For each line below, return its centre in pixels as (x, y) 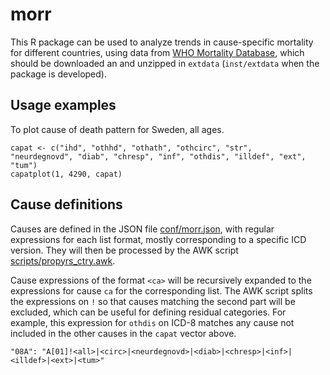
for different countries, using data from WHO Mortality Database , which (157, 52)
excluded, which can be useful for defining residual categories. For (148, 312)
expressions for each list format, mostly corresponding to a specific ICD (158, 239)
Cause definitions (66, 204)
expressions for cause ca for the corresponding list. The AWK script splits (161, 290)
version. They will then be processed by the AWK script (124, 250)
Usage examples (63, 105)
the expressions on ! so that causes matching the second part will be (153, 301)
